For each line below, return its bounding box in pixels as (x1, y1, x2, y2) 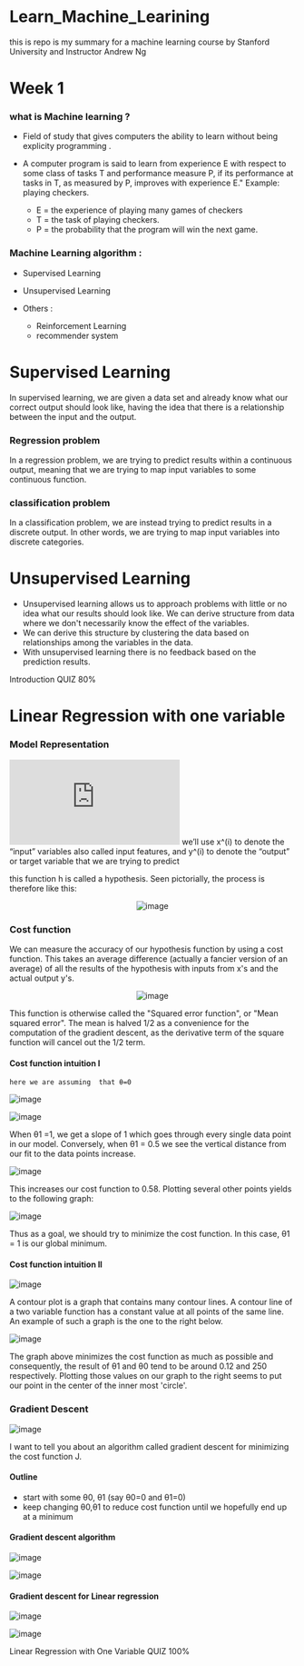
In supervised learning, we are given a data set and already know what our (9, 392, 289, 403)
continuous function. (9, 474, 87, 484)
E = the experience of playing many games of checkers (35, 205, 243, 215)
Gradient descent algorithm (9, 1531, 116, 1542)
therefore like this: (9, 883, 77, 893)
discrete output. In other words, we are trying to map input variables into (9, 527, 280, 538)
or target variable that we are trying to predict (9, 855, 180, 866)
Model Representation (9, 738, 110, 751)
